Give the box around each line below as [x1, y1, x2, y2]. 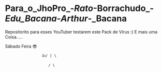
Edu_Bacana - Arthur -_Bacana [5, 13, 127, 24]
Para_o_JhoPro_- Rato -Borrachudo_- [5, 3, 154, 14]
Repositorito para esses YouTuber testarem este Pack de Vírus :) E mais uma [5, 29, 158, 35]
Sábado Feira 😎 [5, 43, 37, 49]
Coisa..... [5, 34, 23, 40]
